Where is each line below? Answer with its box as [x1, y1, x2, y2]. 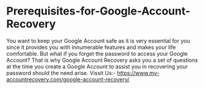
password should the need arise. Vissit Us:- [6, 69, 116, 76]
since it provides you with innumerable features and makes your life [6, 44, 176, 51]
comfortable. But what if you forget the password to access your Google [6, 50, 188, 57]
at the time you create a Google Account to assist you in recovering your [6, 62, 188, 70]
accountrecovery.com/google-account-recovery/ [6, 76, 130, 83]
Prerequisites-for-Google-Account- [6, 4, 191, 18]
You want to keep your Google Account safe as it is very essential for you [6, 37, 191, 44]
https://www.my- [116, 69, 160, 76]
